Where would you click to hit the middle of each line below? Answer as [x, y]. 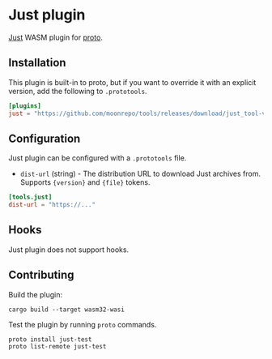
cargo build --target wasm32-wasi [67, 310]
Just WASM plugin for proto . [56, 37]
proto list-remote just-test [57, 346]
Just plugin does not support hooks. [69, 250]
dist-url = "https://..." [52, 205]
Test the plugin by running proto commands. [83, 324]
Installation [37, 63]
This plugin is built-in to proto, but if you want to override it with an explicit [132, 82]
